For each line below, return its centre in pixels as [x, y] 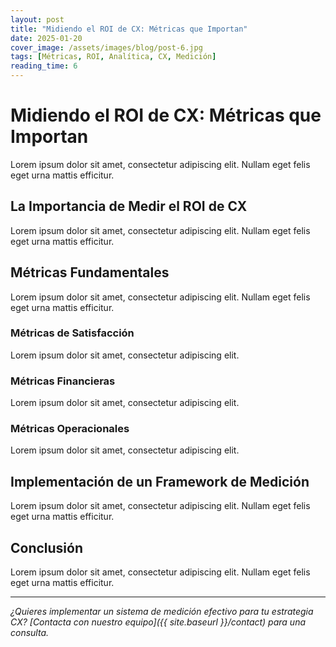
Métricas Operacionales [70, 429]
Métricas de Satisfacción [72, 333]
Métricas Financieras [63, 381]
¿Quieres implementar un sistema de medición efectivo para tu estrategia [162, 612]
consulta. [30, 633]
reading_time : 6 [44, 66]
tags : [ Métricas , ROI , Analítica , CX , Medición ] [113, 57]
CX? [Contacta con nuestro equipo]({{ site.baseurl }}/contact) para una [158, 622]
